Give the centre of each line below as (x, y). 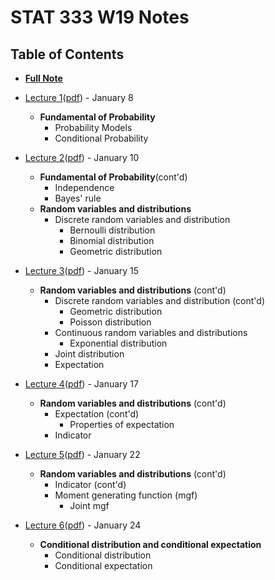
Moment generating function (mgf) (126, 495)
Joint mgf (89, 505)
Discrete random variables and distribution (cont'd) (160, 300)
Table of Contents (67, 54)
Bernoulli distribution (112, 230)
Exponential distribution (118, 343)
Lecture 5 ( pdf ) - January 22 (82, 454)
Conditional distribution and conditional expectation (150, 544)
